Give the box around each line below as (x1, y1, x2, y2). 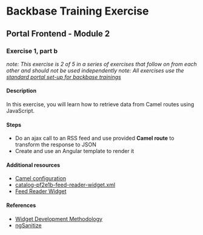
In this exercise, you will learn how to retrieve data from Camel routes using (6, 101, 195, 108)
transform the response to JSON (15, 141, 97, 148)
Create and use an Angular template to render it (15, 148, 135, 155)
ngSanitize (15, 222, 42, 229)
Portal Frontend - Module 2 (6, 29, 110, 39)
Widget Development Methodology (15, 215, 103, 222)
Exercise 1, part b (6, 47, 58, 55)
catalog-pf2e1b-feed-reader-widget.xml (15, 181, 116, 189)
